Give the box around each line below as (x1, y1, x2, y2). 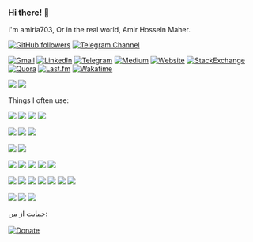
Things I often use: (8, 96, 70, 105)
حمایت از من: (8, 209, 48, 218)
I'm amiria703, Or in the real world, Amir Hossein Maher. (8, 25, 191, 35)
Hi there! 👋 (8, 7, 50, 18)
